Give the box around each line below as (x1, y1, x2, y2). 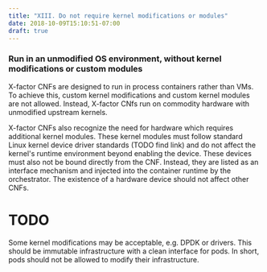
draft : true (8, 27, 48, 35)
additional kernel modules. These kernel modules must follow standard (8, 131, 243, 141)
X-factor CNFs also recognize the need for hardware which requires (8, 122, 234, 133)
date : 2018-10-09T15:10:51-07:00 (8, 19, 121, 27)
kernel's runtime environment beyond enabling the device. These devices (8, 148, 252, 158)
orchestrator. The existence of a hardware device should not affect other (8, 174, 249, 183)
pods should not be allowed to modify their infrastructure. (8, 254, 199, 264)
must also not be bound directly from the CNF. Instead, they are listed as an (8, 157, 259, 167)
